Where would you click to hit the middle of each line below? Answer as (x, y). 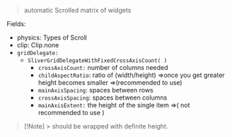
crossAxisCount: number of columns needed (103, 67)
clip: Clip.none (38, 45)
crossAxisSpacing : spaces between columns (103, 97)
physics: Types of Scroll (52, 37)
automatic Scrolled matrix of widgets (77, 10)
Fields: (16, 24)
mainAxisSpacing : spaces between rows (95, 90)
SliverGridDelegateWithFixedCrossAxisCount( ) (97, 61)
